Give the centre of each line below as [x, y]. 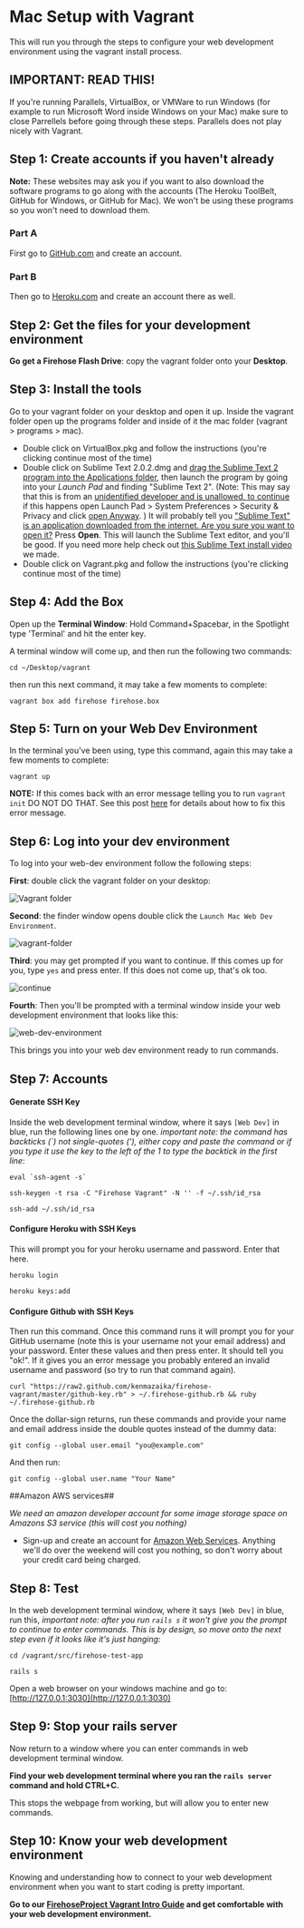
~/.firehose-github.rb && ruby [198, 1395]
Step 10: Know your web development [119, 1841]
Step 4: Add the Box [66, 602]
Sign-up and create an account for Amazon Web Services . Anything [149, 1541]
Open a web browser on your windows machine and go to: [119, 1689]
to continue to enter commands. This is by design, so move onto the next [146, 1630]
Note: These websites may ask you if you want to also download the [137, 181]
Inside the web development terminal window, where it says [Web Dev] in [144, 1122]
